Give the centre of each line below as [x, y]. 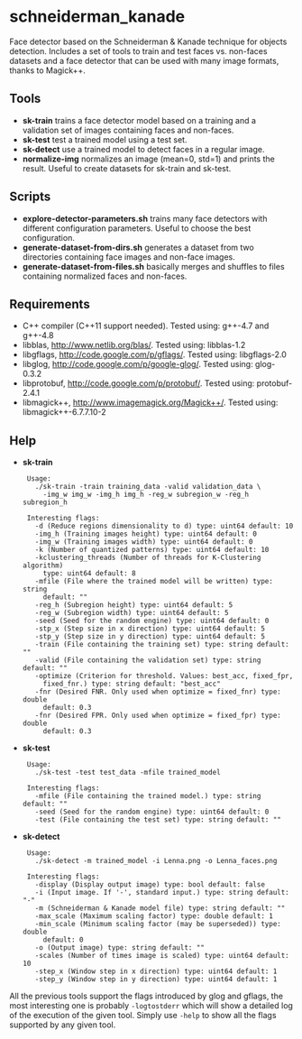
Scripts [30, 197]
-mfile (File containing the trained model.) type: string [148, 796]
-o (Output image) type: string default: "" [119, 948]
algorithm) [43, 565]
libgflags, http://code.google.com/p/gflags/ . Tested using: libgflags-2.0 [154, 354]
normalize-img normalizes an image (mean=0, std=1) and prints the [148, 159]
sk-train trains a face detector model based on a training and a [139, 120]
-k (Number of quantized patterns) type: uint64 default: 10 [152, 550]
